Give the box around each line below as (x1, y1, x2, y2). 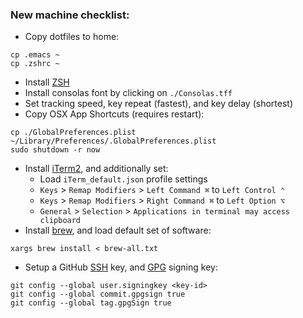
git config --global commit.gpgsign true (10, 289, 186, 300)
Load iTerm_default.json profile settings (39, 173, 208, 185)
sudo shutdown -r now (10, 145, 101, 155)
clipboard (39, 216, 82, 226)
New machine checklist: (10, 8, 130, 22)
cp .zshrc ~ (10, 59, 60, 69)
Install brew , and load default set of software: (24, 224, 212, 237)
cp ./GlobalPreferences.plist (10, 128, 137, 138)
